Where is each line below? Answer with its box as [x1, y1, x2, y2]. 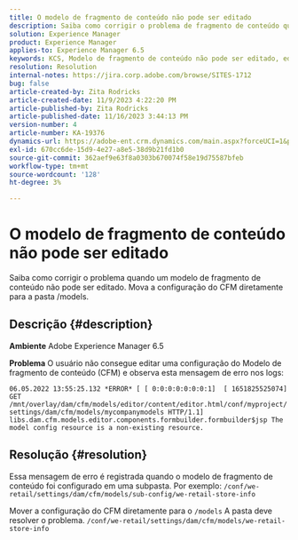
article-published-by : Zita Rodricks [9, 104, 149, 113]
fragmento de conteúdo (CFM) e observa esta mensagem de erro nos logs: [9, 367, 284, 377]
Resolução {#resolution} [9, 448, 148, 463]
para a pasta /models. [9, 291, 90, 302]
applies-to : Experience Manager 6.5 [9, 46, 145, 55]
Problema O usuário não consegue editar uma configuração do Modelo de [9, 357, 282, 369]
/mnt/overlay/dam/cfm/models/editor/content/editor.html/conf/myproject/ [9, 400, 288, 409]
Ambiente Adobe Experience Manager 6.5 [9, 340, 164, 351]
